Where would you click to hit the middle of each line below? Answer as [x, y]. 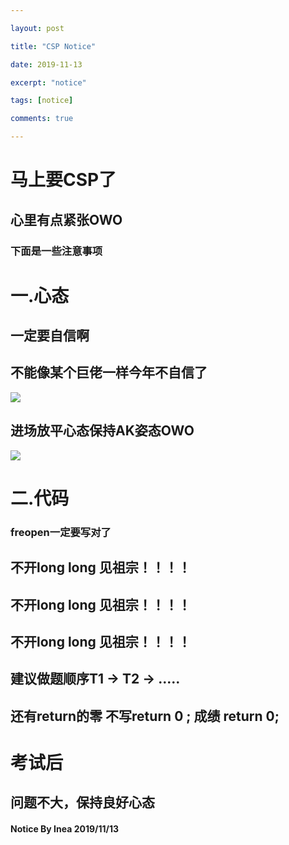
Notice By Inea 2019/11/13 [65, 828]
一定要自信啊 [50, 336]
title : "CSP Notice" [53, 46]
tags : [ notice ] [42, 101]
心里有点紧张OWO [66, 219]
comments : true [42, 119]
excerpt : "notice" [48, 82]
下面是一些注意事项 [56, 251]
